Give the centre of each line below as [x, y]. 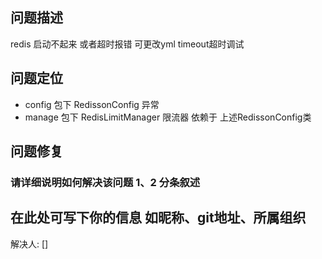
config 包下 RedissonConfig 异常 [92, 104]
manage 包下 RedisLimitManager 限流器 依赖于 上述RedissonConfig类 [168, 117]
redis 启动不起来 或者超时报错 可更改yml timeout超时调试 [127, 44]
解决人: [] [29, 244]
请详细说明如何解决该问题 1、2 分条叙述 [105, 182]
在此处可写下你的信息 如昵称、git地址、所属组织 [158, 218]
